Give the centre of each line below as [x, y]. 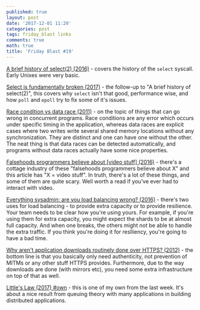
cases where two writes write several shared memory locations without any [100, 130]
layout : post [23, 18]
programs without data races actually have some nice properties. [87, 150]
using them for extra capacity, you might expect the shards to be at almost [99, 218]
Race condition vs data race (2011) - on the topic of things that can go [93, 111]
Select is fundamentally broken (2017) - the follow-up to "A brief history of [99, 87]
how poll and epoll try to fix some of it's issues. [66, 99]
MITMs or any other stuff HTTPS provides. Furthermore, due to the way [95, 263]
